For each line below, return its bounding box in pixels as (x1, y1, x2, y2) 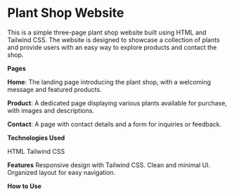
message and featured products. (7, 85, 102, 93)
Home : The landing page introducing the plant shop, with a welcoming (7, 77, 212, 86)
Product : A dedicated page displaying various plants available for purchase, (7, 98, 227, 107)
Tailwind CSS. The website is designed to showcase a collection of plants (7, 35, 220, 44)
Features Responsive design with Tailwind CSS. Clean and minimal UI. (7, 160, 211, 169)
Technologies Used (7, 133, 65, 142)
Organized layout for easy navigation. (7, 168, 116, 176)
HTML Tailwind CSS (7, 147, 65, 155)
